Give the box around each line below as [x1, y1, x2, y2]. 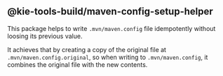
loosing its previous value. [7, 32, 83, 40]
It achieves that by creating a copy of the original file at [7, 45, 167, 53]
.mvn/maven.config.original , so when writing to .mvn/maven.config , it [7, 53, 208, 61]
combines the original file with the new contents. [7, 60, 148, 69]
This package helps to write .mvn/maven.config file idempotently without [7, 24, 216, 32]
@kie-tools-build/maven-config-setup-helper [7, 6, 214, 18]
